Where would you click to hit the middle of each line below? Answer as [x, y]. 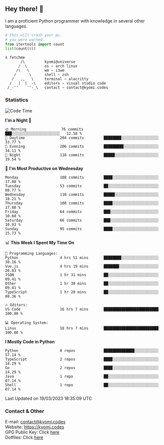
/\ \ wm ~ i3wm [40, 71]
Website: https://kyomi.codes [35, 427]
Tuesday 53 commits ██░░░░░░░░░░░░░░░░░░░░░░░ [82, 186]
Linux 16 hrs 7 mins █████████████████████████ [82, 328]
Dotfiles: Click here [24, 437]
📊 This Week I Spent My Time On [40, 242]
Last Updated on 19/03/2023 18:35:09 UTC [48, 398]
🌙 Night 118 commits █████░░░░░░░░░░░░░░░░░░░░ [82, 155]
